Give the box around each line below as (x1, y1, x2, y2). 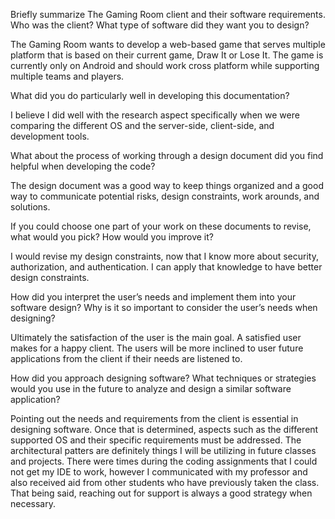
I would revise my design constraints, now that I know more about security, (10, 250, 319, 262)
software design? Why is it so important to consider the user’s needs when (10, 302, 318, 313)
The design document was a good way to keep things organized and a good (10, 180, 324, 191)
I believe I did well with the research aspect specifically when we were (10, 109, 300, 121)
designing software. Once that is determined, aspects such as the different (10, 424, 319, 435)
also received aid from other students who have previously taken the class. (10, 477, 320, 488)
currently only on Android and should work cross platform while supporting (10, 60, 320, 71)
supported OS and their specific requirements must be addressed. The (10, 434, 302, 446)
